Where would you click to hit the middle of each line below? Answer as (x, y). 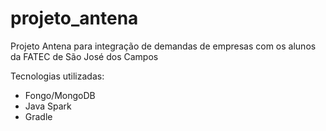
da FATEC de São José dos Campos (84, 56)
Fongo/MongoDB (60, 95)
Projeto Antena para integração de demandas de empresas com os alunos (163, 46)
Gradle (38, 116)
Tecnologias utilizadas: (57, 76)
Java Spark (48, 106)
